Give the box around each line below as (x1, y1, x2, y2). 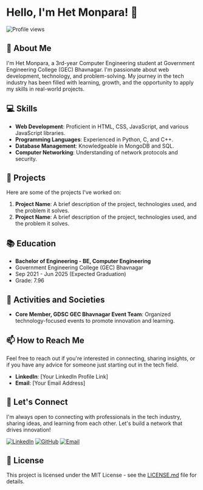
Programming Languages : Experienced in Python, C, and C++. (15, 136, 174, 143)
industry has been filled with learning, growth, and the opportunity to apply (6, 78, 194, 86)
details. (6, 478, 25, 485)
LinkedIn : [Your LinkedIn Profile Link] (15, 373, 108, 380)
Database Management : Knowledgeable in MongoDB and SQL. (15, 142, 174, 150)
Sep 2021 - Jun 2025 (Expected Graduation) (15, 271, 126, 278)
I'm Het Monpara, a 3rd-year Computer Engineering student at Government (6, 59, 195, 66)
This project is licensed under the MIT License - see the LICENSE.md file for (6, 471, 197, 479)
